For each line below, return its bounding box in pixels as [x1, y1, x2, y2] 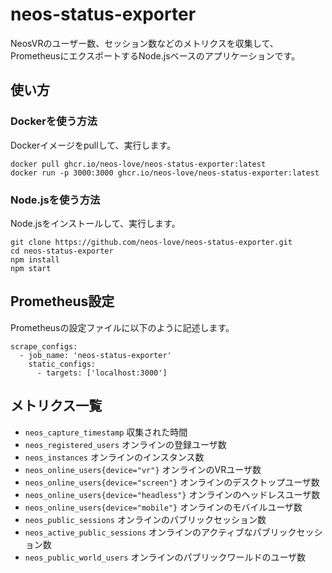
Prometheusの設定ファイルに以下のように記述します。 [10, 321, 235, 333]
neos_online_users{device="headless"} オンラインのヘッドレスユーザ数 [24, 488, 321, 500]
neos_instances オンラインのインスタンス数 [24, 451, 205, 463]
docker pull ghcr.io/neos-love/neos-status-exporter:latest [10, 159, 267, 169]
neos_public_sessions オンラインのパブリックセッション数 [24, 513, 267, 525]
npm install [10, 254, 60, 265]
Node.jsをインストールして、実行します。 [10, 217, 181, 229]
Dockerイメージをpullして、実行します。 [10, 139, 177, 151]
